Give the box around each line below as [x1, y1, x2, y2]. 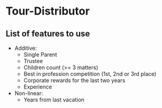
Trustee [23, 58, 43, 64]
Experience [23, 83, 52, 90]
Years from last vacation [23, 96, 85, 103]
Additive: [14, 44, 37, 52]
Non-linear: [14, 90, 43, 96]
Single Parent [23, 51, 58, 58]
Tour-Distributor [5, 4, 90, 18]
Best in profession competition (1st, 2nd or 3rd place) [23, 70, 157, 77]
